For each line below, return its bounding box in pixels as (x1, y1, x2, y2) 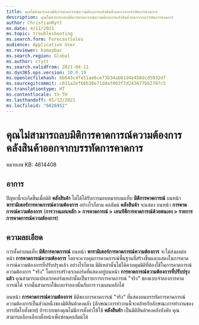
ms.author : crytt (6, 58, 49, 64)
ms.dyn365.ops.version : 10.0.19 (6, 70, 86, 75)
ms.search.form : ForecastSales (6, 36, 84, 42)
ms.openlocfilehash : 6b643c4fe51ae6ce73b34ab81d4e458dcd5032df (6, 75, 166, 81)
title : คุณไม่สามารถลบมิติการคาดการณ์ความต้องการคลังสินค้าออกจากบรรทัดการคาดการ (6, 8, 158, 15)
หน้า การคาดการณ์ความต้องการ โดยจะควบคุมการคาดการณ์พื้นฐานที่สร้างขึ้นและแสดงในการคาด (6, 255, 189, 262)
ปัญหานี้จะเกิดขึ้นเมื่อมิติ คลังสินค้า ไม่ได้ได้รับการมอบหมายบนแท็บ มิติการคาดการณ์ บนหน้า (6, 194, 181, 202)
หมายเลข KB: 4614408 (6, 161, 57, 168)
